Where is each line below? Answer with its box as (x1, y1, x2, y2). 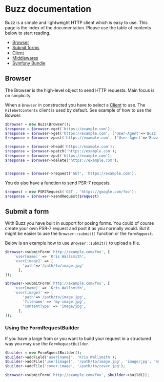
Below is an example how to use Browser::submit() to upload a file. (5, 240, 141, 246)
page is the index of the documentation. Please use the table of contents (5, 24, 151, 30)
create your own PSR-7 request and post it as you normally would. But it (5, 226, 150, 232)
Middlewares (12, 55, 39, 61)
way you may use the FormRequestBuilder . (5, 340, 90, 346)
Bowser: (5, 112, 22, 118)
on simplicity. (5, 92, 32, 98)
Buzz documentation (5, 3, 92, 15)
